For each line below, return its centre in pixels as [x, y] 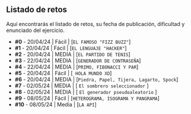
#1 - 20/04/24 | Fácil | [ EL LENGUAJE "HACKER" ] [71, 48]
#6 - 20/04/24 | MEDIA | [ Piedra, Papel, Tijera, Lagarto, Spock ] [96, 79]
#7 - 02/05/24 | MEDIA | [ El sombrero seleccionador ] [82, 86]
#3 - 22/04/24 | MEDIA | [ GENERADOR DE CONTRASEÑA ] [78, 60]
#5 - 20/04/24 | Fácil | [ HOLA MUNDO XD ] [63, 73]
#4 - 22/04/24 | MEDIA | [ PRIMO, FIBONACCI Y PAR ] [77, 67]
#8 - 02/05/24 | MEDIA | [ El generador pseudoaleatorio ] [86, 92]
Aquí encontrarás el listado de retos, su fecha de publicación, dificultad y [95, 24]
